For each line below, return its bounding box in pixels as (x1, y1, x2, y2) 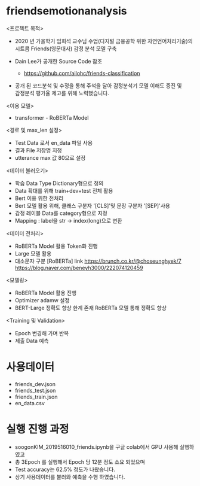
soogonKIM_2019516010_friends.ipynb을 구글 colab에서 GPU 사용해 (14, 443, 179, 450)
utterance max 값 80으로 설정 (14, 154, 86, 161)
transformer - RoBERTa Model (14, 114, 89, 121)
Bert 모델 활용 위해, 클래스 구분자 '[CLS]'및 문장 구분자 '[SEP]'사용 (14, 202, 170, 209)
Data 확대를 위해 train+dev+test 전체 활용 (14, 187, 113, 194)
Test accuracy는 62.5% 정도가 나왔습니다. (14, 466, 115, 473)
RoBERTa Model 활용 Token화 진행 (14, 242, 98, 250)
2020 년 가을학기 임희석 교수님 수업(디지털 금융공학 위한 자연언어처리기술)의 (14, 37, 193, 44)
